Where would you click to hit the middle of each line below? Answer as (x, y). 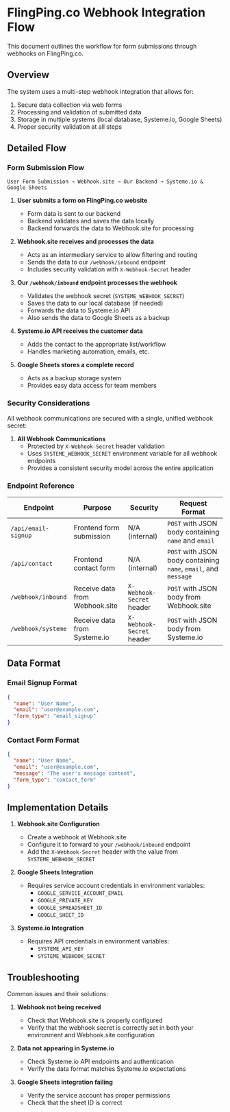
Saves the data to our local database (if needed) (95, 304)
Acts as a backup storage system (74, 378)
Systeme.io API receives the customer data (80, 331)
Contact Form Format (43, 740)
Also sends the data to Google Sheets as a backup (98, 318)
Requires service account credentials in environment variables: (116, 886)
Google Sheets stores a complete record (76, 365)
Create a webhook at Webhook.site (77, 837)
